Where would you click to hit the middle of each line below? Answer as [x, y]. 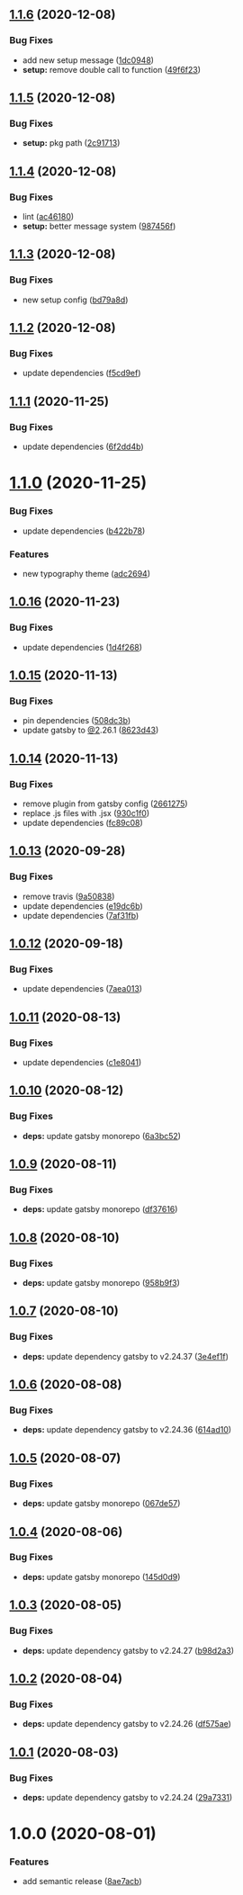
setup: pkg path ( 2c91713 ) [71, 143]
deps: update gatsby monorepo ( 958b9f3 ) [101, 1283]
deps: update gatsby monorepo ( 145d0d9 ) [101, 1576]
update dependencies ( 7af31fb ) [81, 915]
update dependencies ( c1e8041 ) [82, 1063]
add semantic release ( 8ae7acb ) [82, 1882]
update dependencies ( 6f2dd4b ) [83, 447]
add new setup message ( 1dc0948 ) [88, 60]
